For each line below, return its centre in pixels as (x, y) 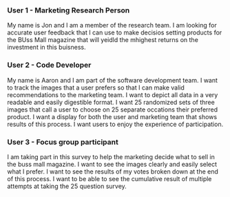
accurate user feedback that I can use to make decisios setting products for (115, 32)
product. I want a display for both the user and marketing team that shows (112, 116)
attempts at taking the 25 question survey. (67, 186)
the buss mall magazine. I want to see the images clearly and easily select (112, 164)
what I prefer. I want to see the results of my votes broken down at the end (113, 172)
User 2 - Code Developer (49, 65)
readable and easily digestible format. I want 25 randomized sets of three (111, 102)
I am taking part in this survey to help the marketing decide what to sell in (111, 156)
